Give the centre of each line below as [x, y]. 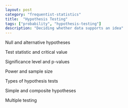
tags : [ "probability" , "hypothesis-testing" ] [53, 24]
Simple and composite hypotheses [41, 91]
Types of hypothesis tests [32, 81]
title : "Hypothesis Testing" [37, 19]
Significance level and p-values [37, 62]
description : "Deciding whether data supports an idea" [64, 28]
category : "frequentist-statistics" [43, 14]
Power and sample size [29, 71]
